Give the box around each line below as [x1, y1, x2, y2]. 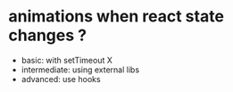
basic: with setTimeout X [21, 54, 113, 65]
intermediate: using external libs [21, 64, 140, 75]
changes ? [8, 25, 87, 46]
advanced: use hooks [21, 73, 101, 84]
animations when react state [8, 6, 225, 27]
